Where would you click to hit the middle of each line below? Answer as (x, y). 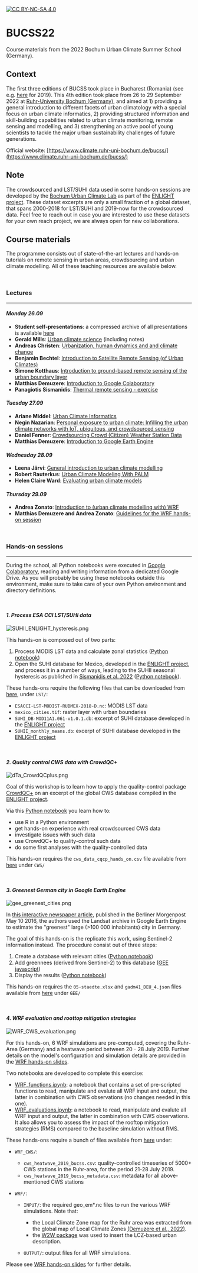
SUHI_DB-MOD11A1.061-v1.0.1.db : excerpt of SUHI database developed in (102, 718)
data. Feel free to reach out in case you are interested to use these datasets (98, 214)
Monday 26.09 (24, 314)
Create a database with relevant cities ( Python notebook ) (84, 957)
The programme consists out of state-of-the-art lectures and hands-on (93, 254)
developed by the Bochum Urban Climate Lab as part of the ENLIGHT (90, 196)
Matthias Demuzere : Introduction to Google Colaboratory (85, 383)
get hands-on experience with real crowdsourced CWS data (88, 829)
